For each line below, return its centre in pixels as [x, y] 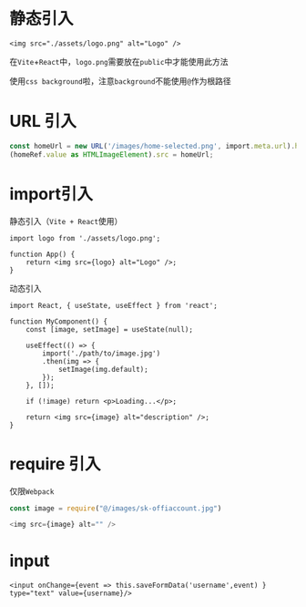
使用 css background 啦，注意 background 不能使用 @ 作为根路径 [120, 81]
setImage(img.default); [103, 369]
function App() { [42, 254]
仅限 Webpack [32, 491]
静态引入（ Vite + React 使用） [66, 221]
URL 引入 [43, 122]
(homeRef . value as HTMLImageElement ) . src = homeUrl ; [112, 154]
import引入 [51, 194]
